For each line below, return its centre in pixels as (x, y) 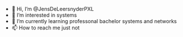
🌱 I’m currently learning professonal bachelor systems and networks (94, 21)
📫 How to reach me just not (46, 28)
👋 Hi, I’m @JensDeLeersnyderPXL (52, 9)
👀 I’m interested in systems (44, 15)
